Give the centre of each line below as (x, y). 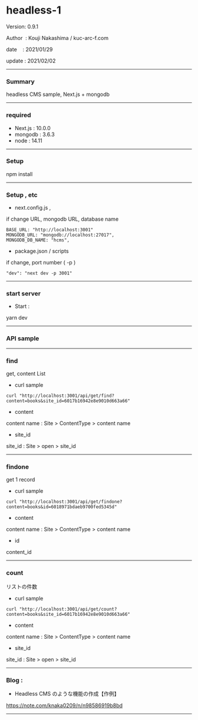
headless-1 (34, 10)
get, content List (26, 374)
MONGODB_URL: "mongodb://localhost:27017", (60, 235)
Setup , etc (22, 195)
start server (24, 294)
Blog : (14, 680)
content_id (19, 552)
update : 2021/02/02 (31, 61)
